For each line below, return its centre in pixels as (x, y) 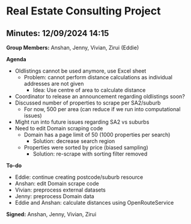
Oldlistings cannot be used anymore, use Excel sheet (80, 71)
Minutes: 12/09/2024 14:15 (58, 33)
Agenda (16, 59)
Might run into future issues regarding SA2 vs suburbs (82, 122)
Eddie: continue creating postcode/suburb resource (79, 177)
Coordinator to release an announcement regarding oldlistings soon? (100, 96)
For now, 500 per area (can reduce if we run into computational (102, 109)
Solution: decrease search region (74, 141)
